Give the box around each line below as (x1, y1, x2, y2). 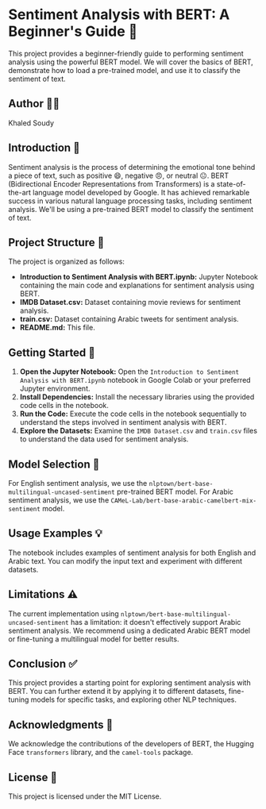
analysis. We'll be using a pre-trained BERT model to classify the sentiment (8, 204, 254, 214)
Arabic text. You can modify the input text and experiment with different (8, 556, 243, 565)
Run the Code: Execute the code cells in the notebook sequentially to (19, 409, 247, 418)
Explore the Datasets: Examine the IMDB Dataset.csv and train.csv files (19, 426, 258, 436)
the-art (8, 187, 32, 197)
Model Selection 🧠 (8, 457, 100, 471)
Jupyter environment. (19, 383, 91, 394)
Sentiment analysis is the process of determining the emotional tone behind (8, 162, 256, 171)
